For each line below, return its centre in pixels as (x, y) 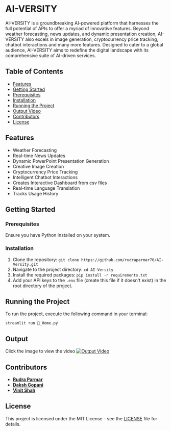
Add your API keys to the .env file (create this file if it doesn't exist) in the (89, 280)
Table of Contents (34, 72)
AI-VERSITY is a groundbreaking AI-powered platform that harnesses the (82, 23)
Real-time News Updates (39, 156)
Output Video (27, 111)
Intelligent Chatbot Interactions (45, 177)
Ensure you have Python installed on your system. (58, 235)
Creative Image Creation (38, 166)
